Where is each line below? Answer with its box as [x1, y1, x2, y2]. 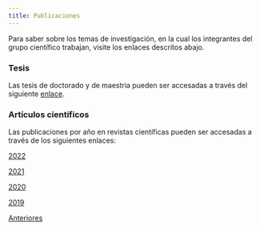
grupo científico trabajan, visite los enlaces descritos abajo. [8, 42, 205, 52]
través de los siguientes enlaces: [8, 135, 117, 145]
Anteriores [8, 213, 43, 223]
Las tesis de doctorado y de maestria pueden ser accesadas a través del [8, 80, 248, 90]
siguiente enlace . [8, 89, 65, 99]
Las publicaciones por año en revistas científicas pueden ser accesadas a [8, 127, 252, 137]
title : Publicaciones [8, 11, 81, 20]
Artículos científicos [8, 109, 90, 120]
